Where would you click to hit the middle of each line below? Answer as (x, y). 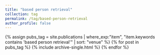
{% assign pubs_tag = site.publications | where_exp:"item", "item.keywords (80, 37)
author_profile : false (28, 23)
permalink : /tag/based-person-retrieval (47, 18)
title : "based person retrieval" (39, 9)
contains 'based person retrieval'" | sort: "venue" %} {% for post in (72, 42)
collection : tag (21, 14)
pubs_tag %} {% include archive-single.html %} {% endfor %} (67, 47)
